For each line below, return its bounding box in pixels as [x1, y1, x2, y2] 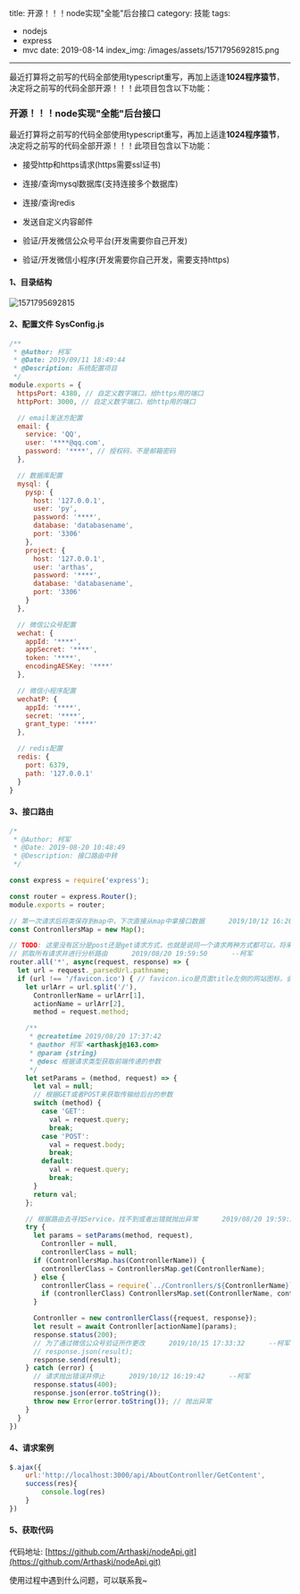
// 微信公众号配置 [17, 620, 77, 629]
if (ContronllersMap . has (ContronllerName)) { [32, 1256, 205, 1265]
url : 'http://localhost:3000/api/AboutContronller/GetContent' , [25, 1471, 266, 1480]
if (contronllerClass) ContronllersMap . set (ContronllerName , [41, 1289, 274, 1299]
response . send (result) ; [32, 1355, 122, 1364]
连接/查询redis [21, 198, 76, 208]
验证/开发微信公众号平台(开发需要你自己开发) [21, 235, 188, 246]
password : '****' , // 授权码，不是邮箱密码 [25, 446, 176, 456]
